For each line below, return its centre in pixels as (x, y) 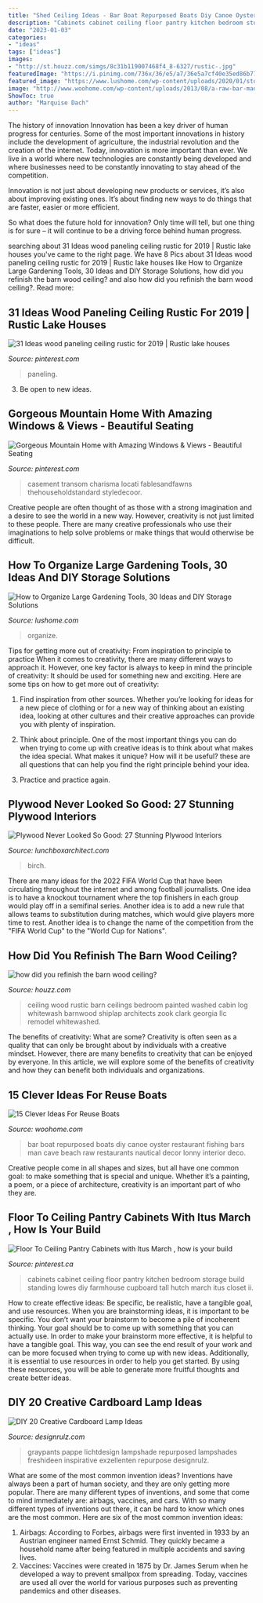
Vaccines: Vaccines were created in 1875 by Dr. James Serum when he (134, 1565)
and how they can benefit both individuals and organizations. (106, 1070)
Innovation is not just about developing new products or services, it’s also (126, 191)
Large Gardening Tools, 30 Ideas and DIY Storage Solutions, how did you (126, 271)
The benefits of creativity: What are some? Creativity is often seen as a (122, 1037)
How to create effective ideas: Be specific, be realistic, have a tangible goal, (130, 1302)
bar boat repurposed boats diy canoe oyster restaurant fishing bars (136, 1144)
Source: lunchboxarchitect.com (59, 851)
